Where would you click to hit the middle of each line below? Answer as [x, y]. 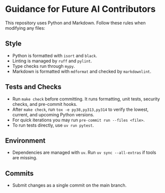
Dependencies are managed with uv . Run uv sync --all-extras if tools [84, 152]
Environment [25, 140]
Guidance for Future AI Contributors [80, 9]
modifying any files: [25, 28]
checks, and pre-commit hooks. [45, 104]
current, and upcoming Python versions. [53, 114]
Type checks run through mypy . [43, 66]
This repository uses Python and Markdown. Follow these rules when [75, 23]
